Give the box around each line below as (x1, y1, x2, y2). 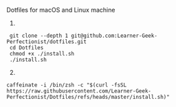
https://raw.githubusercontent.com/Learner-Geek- (6, 88, 152, 95)
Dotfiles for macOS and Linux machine (6, 6, 115, 14)
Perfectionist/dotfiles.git (6, 38, 87, 45)
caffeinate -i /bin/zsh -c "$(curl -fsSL (6, 82, 127, 88)
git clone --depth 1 (9, 32, 69, 39)
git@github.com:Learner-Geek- (71, 32, 157, 39)
